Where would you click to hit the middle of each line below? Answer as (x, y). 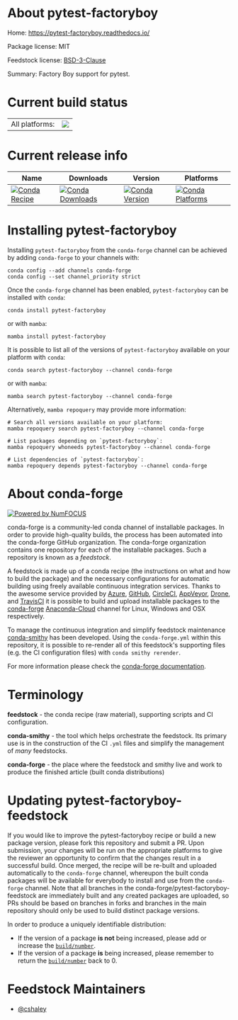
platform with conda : (36, 357)
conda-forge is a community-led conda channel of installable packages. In (116, 527)
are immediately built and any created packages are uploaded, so (134, 895)
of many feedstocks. (38, 750)
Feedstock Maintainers (76, 989)
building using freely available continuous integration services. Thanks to (114, 586)
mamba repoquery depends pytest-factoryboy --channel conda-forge (107, 465)
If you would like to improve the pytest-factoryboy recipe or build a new (112, 835)
